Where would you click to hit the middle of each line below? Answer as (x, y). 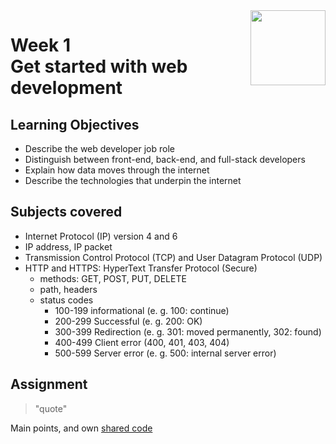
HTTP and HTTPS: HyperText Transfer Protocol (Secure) (141, 268)
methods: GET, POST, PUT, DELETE (113, 278)
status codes (66, 300)
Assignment (49, 384)
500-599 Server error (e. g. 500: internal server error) (165, 353)
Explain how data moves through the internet (117, 170)
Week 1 (40, 45)
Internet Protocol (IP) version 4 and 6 (101, 236)
